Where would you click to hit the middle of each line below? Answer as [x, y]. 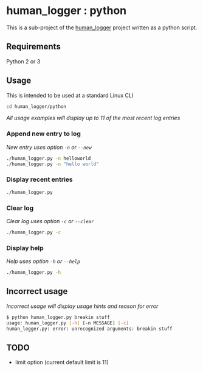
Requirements [33, 47]
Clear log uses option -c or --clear [50, 221]
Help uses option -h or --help [43, 261]
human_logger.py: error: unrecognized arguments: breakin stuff [89, 329]
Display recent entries [40, 179]
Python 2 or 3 [23, 61]
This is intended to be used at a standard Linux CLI [70, 95]
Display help [25, 248]
